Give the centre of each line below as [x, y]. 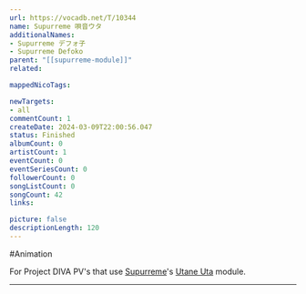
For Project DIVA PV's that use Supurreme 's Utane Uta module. [127, 271]
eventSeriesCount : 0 [49, 169]
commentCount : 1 [40, 118]
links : [22, 203]
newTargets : [32, 101]
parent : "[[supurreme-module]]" [71, 60]
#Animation [31, 253]
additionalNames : [42, 35]
